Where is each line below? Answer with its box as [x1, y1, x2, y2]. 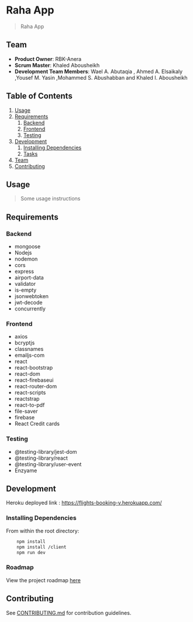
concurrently [14, 305, 46, 312]
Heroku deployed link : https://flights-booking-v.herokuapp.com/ [6, 499, 162, 507]
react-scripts [14, 389, 46, 396]
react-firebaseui [14, 377, 54, 384]
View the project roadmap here [6, 576, 81, 583]
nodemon [14, 255, 38, 262]
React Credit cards [14, 420, 60, 428]
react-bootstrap [14, 364, 53, 371]
